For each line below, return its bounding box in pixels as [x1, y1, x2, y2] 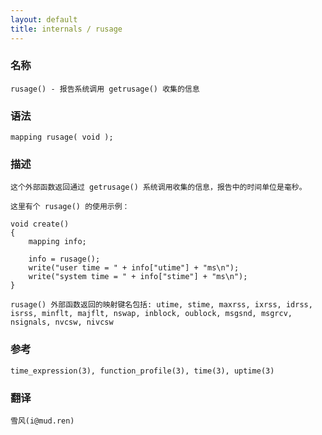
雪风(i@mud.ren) [10, 416, 75, 426]
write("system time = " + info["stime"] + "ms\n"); [28, 272, 248, 282]
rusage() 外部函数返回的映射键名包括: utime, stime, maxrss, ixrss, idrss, [10, 300, 313, 310]
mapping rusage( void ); [10, 132, 114, 143]
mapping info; [28, 237, 87, 247]
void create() [10, 219, 70, 230]
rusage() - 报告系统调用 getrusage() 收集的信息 [10, 84, 200, 94]
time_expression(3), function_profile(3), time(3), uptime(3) [10, 366, 275, 376]
